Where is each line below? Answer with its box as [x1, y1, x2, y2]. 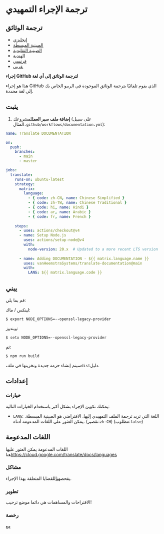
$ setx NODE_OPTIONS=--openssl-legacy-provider [5, 335, 107, 340]
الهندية [12, 53, 25, 59]
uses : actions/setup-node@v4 [23, 237, 84, 242]
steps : [14, 223, 28, 228]
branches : [14, 149, 35, 154]
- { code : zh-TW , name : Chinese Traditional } [27, 200, 127, 205]
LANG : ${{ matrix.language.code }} [27, 270, 102, 275]
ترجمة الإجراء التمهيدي [5, 4, 88, 15]
